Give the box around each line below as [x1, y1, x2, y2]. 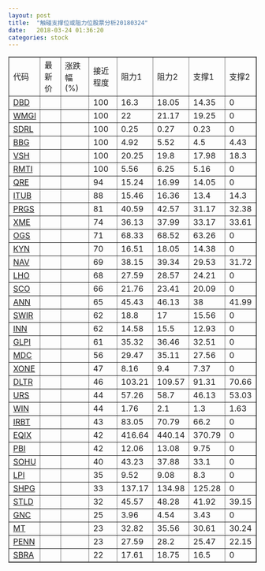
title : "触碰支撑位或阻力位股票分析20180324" [8, 19, 148, 27]
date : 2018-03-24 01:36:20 [8, 26, 104, 34]
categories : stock [8, 33, 69, 42]
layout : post [8, 11, 51, 20]
